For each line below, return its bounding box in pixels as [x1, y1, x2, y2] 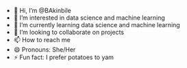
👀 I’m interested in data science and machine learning [13, 14, 166, 22]
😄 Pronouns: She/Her [13, 46, 76, 54]
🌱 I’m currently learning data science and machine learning [13, 21, 180, 29]
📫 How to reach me [13, 36, 71, 44]
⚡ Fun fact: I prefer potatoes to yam [13, 53, 114, 61]
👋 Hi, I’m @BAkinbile [13, 7, 72, 14]
